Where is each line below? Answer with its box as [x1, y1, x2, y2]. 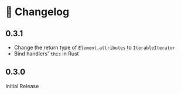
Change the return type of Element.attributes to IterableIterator [13, 44, 175, 51]
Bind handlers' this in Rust [13, 50, 79, 57]
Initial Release [5, 82, 39, 89]
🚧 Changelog [5, 5, 70, 19]
